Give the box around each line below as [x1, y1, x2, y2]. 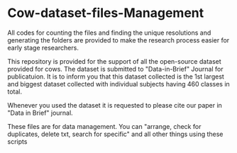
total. [7, 87, 23, 96]
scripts [7, 137, 28, 146]
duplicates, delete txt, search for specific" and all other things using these [7, 130, 224, 138]
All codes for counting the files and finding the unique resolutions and [7, 28, 211, 37]
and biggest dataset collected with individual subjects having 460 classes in [7, 79, 231, 88]
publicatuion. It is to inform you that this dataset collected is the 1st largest [7, 72, 225, 81]
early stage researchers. [7, 43, 79, 52]
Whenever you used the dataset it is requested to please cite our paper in [7, 101, 222, 109]
